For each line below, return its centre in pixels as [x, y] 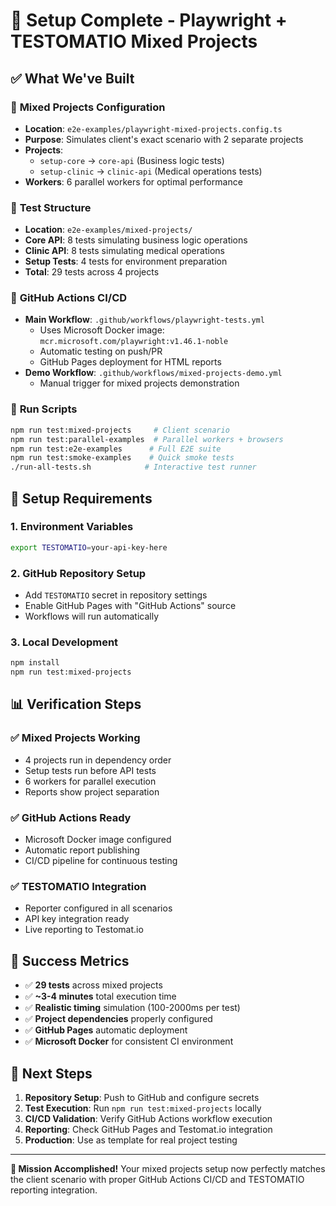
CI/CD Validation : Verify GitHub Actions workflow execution [148, 1118]
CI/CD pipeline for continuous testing [101, 861]
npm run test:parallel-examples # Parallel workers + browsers [147, 439]
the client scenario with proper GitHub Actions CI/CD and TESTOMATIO [157, 1179]
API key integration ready [77, 919]
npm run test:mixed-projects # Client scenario [120, 430]
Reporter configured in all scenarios [98, 908]
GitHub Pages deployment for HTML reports [130, 362]
